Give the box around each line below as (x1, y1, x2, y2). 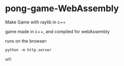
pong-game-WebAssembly (5, 3, 119, 14)
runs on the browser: (5, 38, 48, 44)
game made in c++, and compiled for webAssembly (5, 28, 110, 34)
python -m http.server (5, 47, 52, 52)
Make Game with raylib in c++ (5, 19, 66, 25)
